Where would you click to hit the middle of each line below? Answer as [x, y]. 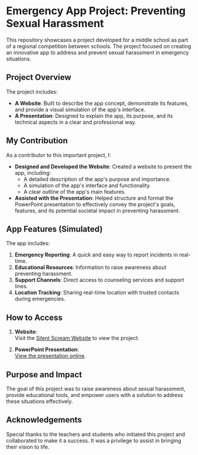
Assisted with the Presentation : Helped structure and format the [94, 198]
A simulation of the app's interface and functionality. [87, 185]
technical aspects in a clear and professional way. [75, 122]
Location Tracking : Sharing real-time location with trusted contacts [97, 293]
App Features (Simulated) [54, 229]
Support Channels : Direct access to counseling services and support [99, 280]
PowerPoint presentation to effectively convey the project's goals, [95, 204]
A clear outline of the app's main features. [74, 191]
